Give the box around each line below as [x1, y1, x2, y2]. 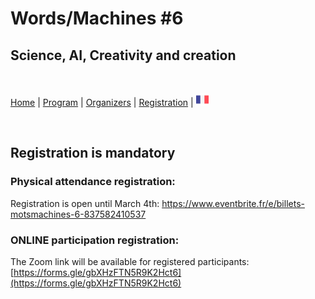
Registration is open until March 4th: [10, 197, 160, 209]
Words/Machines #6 [10, 7, 184, 30]
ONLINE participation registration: [10, 233, 180, 247]
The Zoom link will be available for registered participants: [10, 255, 250, 267]
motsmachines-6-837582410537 [10, 208, 147, 220]
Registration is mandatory [10, 145, 176, 162]
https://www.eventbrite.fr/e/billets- [161, 197, 305, 209]
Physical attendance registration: [10, 175, 176, 189]
